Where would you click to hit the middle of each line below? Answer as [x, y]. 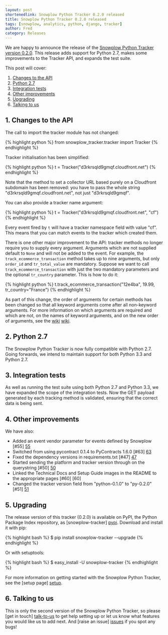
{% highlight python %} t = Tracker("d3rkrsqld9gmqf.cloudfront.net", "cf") [82, 212]
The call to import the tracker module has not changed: [62, 132]
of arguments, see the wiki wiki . [38, 321]
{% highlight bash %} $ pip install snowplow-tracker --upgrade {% [74, 538]
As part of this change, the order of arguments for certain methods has [78, 299]
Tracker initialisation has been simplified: [47, 157]
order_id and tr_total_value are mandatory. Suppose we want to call [77, 264]
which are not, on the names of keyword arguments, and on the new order [82, 315]
